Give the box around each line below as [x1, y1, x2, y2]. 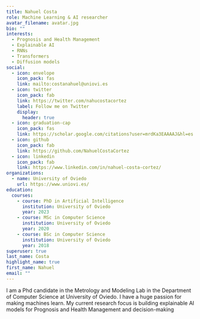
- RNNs [11, 48, 28, 54]
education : [6, 187, 33, 193]
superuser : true [6, 248, 47, 254]
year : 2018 [21, 242, 50, 248]
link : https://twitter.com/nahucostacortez [17, 98, 127, 104]
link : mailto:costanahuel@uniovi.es [17, 81, 109, 87]
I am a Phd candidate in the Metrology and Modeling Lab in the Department [6, 287, 192, 294]
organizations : [6, 170, 44, 177]
